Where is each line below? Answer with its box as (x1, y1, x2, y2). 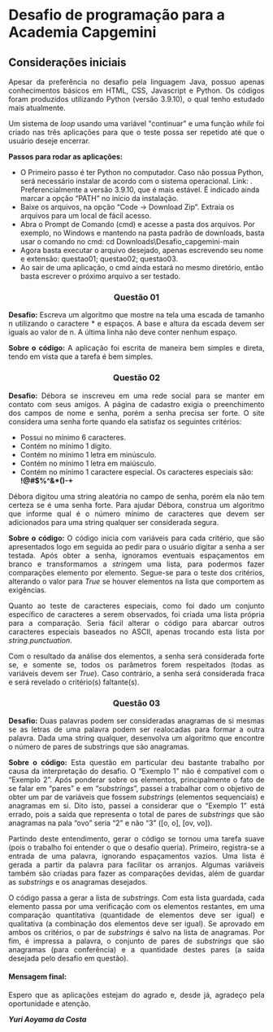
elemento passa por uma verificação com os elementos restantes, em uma (8, 901, 265, 911)
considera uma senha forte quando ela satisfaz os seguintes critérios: (8, 417, 242, 426)
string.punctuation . (8, 635, 73, 645)
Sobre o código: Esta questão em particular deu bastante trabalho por (8, 757, 266, 767)
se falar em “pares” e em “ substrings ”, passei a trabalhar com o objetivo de (8, 783, 265, 793)
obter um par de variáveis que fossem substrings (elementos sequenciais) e (8, 792, 265, 802)
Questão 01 (113, 291, 160, 303)
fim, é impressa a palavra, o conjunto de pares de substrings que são (8, 936, 265, 946)
